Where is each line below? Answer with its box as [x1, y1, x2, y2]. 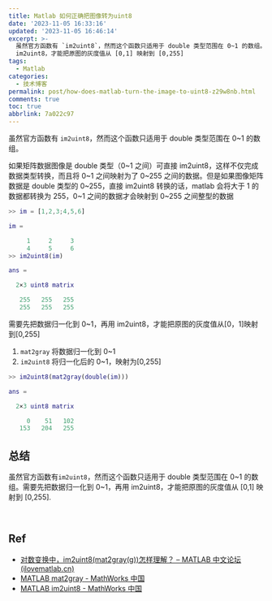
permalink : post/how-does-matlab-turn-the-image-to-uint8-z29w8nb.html [8, 87, 256, 96]
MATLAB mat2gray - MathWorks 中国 [19, 573, 145, 583]
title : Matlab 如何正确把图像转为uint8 [8, 11, 132, 20]
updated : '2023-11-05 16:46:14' [8, 27, 118, 35]
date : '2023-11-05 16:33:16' [8, 19, 107, 28]
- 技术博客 [15, 80, 48, 88]
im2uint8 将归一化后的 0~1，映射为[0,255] [19, 357, 162, 366]
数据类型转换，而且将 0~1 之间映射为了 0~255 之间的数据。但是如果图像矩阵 [8, 171, 264, 180]
